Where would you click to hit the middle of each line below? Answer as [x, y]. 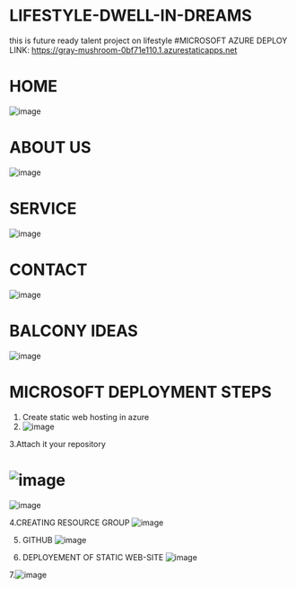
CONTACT [48, 269]
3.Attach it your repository [57, 444]
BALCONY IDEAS [74, 331]
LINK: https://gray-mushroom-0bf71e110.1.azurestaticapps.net [123, 49]
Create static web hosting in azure [86, 417]
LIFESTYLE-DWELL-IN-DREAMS [131, 16]
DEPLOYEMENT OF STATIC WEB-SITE [93, 557]
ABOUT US [50, 148]
